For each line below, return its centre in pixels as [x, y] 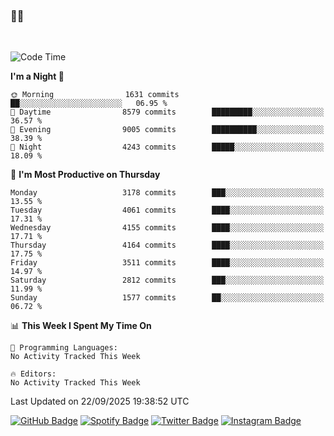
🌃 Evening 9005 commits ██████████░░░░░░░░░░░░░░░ [167, 130]
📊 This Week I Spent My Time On [81, 326]
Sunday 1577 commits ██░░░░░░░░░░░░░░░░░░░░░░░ [167, 298]
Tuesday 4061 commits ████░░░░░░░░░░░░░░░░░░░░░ [167, 210]
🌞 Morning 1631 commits [95, 95]
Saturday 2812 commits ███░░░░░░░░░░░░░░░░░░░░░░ [167, 280]
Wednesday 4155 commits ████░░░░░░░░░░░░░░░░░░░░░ [167, 228]
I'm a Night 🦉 [37, 76]
